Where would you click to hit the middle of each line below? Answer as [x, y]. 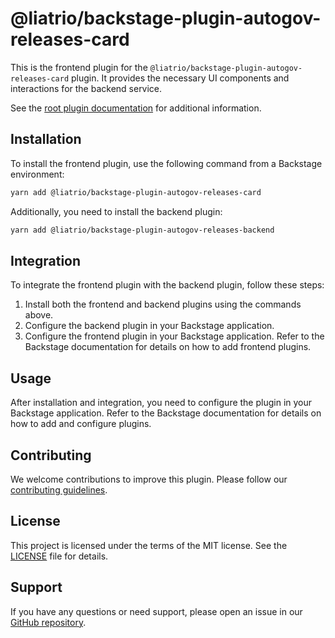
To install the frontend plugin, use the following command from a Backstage [166, 163]
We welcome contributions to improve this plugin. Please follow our [149, 479]
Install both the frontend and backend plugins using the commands [163, 304]
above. [39, 315]
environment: [37, 174]
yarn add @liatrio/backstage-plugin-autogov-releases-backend [142, 230]
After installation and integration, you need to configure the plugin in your [161, 403]
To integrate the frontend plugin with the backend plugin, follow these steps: [167, 285]
